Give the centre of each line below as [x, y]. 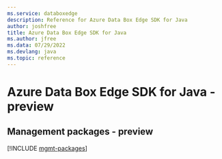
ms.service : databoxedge [42, 13]
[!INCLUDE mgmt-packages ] [47, 148]
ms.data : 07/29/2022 [37, 45]
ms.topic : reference [37, 58]
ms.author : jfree [32, 39]
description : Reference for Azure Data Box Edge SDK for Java [97, 20]
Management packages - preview [80, 132]
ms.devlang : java [32, 52]
